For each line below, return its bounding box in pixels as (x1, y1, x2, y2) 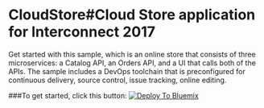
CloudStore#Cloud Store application (8, 6, 256, 24)
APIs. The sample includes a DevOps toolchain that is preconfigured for (8, 66, 245, 76)
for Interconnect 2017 (8, 23, 155, 41)
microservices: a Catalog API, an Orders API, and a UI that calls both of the (8, 58, 256, 68)
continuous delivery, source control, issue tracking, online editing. (8, 75, 227, 85)
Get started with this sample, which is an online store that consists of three (8, 49, 256, 59)
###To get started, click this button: (8, 90, 127, 100)
